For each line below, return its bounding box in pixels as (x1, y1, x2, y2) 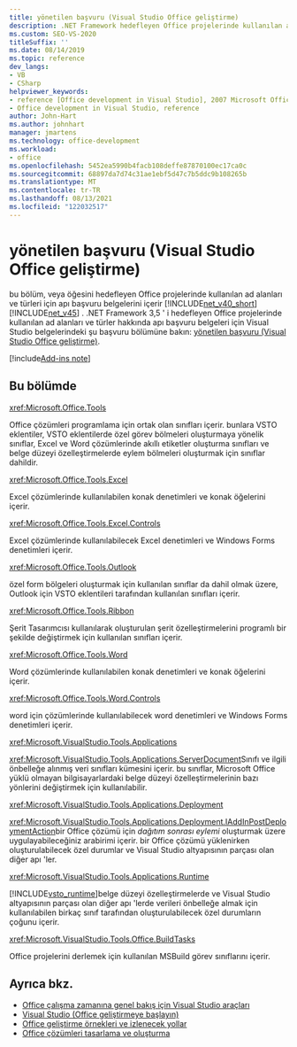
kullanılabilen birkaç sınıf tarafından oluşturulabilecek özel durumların (9, 907, 262, 918)
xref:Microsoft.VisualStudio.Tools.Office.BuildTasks (9, 934, 196, 944)
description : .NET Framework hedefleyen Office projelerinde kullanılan (9, 21, 283, 30)
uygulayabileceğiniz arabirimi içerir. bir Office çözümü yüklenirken (9, 834, 250, 846)
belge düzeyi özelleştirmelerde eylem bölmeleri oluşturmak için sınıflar (9, 447, 265, 458)
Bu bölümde (9, 378, 77, 394)
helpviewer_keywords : (9, 87, 89, 96)
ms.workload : (9, 144, 57, 153)
